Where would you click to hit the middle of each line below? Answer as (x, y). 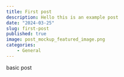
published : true (26, 34)
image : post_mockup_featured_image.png (56, 39)
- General (29, 51)
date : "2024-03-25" (30, 23)
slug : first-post (28, 28)
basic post (19, 67)
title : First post (29, 12)
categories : (21, 45)
